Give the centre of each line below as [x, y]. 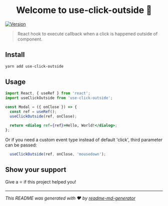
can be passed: [21, 145]
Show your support [36, 169]
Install [15, 55]
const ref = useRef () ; [33, 112]
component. [30, 39]
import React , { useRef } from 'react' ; [48, 93]
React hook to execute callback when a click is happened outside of [87, 33]
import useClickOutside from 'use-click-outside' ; [59, 98]
